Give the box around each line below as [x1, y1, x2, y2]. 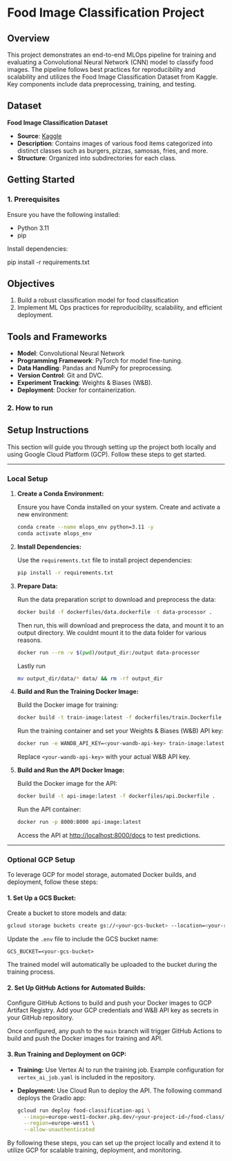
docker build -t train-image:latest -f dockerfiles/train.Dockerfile [17, 714, 222, 721]
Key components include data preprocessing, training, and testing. [7, 80, 197, 88]
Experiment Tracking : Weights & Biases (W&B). [17, 379, 153, 387]
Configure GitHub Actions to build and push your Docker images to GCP [7, 999, 212, 1007]
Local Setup [7, 473, 48, 483]
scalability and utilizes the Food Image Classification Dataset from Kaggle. [7, 73, 218, 81]
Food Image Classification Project [7, 5, 205, 21]
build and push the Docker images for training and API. [7, 1035, 163, 1043]
